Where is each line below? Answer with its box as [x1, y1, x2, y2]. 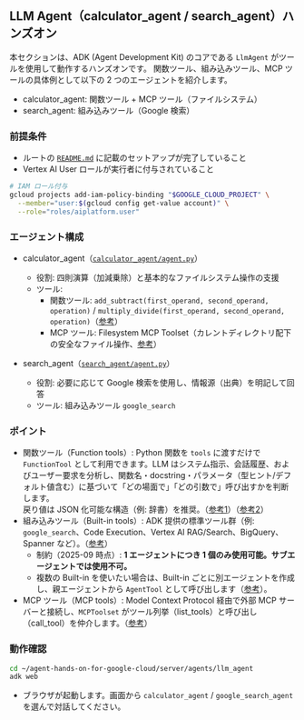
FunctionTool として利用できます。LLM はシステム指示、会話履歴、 [22, 458, 274, 470]
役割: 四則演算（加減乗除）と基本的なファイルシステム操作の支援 [35, 272, 279, 283]
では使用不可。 [75, 561, 132, 572]
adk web [9, 672, 39, 682]
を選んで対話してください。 [22, 701, 126, 712]
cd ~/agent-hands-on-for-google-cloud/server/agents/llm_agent [9, 664, 254, 673]
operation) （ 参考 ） [49, 315, 123, 326]
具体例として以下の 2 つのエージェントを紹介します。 [33, 74, 233, 85]
